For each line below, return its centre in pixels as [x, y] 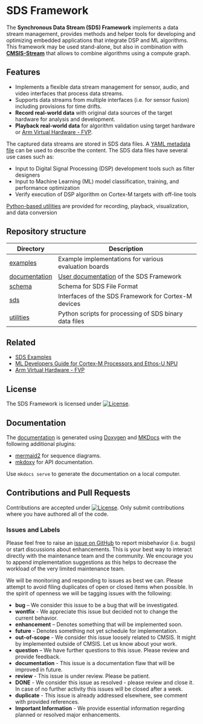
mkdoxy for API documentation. [54, 462]
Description [126, 248]
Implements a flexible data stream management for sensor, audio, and [102, 87]
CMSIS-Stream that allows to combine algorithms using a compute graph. [98, 53]
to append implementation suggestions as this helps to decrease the [92, 563]
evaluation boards [84, 266]
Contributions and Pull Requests [69, 493]
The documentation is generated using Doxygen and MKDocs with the [94, 437]
